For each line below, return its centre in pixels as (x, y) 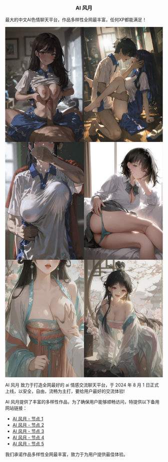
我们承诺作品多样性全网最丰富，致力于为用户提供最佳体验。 (66, 454)
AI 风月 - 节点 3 (28, 431)
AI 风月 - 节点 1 (28, 418)
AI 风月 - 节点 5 (28, 443)
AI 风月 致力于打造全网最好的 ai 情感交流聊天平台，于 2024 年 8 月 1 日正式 (82, 385)
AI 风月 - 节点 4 (28, 437)
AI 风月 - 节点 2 (28, 425)
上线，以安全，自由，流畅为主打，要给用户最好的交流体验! (65, 391)
